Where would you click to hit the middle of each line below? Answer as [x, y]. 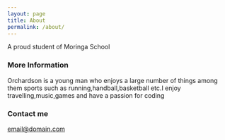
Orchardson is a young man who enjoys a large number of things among [112, 80]
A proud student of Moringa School [59, 47]
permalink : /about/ [36, 27]
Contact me [28, 113]
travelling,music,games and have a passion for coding [86, 95]
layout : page [27, 14]
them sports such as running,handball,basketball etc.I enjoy [94, 88]
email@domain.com [36, 129]
